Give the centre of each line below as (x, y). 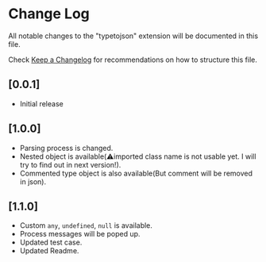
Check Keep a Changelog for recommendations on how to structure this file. (133, 60)
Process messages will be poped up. (80, 234)
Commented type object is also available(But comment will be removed (136, 173)
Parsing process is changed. (66, 148)
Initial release (41, 103)
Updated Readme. (49, 251)
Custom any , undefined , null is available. (86, 225)
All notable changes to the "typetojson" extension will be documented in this (133, 36)
